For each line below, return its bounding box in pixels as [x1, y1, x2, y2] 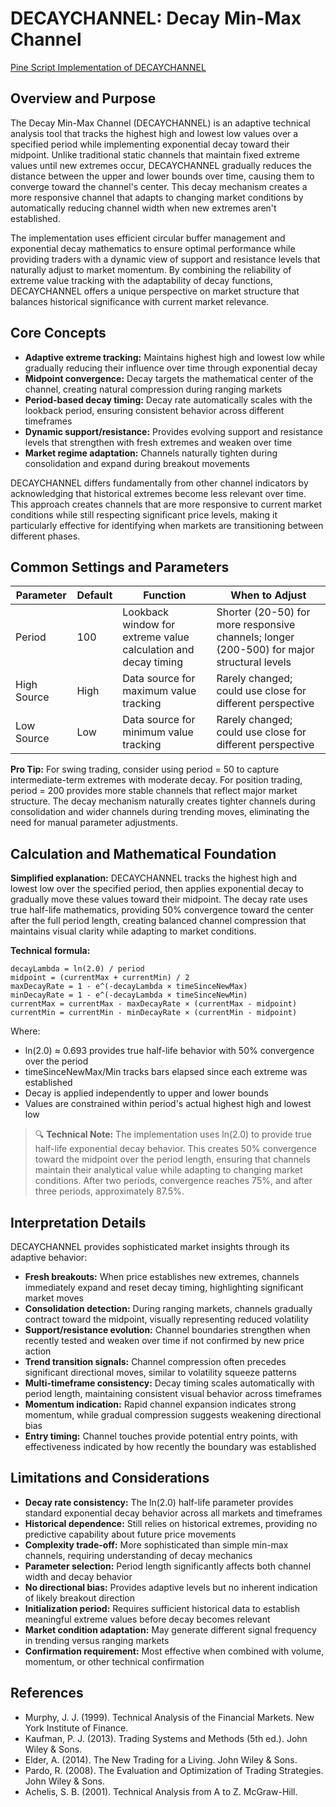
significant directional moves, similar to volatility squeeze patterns [24, 1367, 297, 1378]
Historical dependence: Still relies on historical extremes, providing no [24, 1517, 318, 1529]
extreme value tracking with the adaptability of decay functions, [10, 274, 273, 286]
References [10, 1685, 84, 1702]
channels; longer [216, 630, 295, 644]
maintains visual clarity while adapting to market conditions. [10, 925, 257, 937]
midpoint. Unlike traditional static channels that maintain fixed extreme [10, 148, 300, 161]
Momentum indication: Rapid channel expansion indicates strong [24, 1398, 297, 1410]
